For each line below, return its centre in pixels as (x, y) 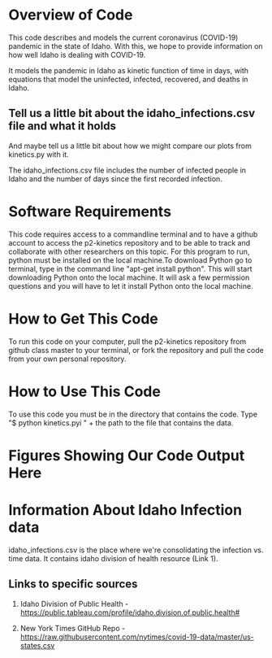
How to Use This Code (84, 391)
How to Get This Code (83, 318)
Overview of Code (71, 15)
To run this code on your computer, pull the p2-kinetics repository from (127, 341)
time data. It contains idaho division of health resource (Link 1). (113, 558)
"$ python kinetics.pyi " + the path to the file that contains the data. (121, 423)
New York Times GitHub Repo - (73, 628)
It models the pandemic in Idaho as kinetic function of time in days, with (129, 70)
